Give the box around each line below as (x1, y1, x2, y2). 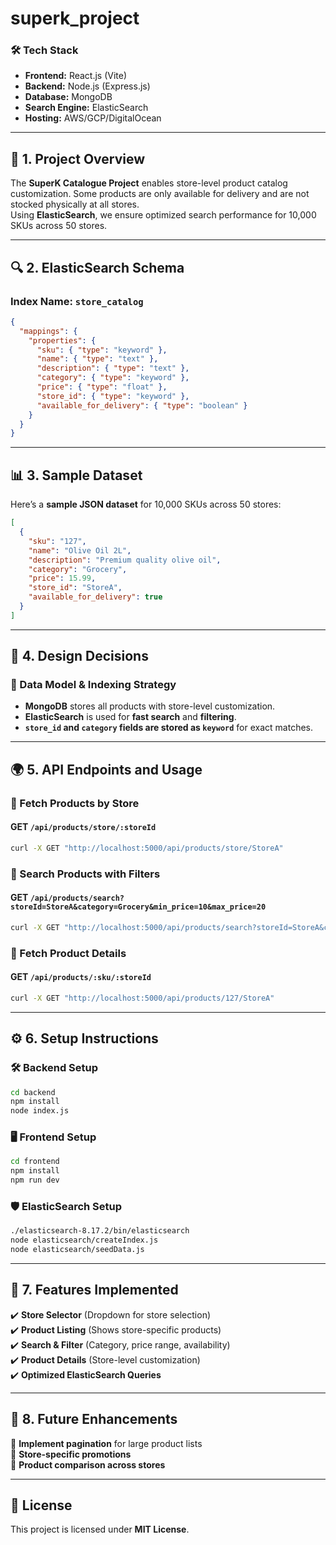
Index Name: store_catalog (10, 294, 144, 308)
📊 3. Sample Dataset (10, 467, 143, 484)
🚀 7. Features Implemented (10, 1282, 179, 1299)
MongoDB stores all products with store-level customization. (24, 700, 276, 712)
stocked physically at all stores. (10, 198, 140, 211)
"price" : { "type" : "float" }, (36, 382, 168, 392)
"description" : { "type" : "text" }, (36, 363, 190, 374)
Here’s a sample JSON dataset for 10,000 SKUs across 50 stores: (10, 498, 282, 511)
